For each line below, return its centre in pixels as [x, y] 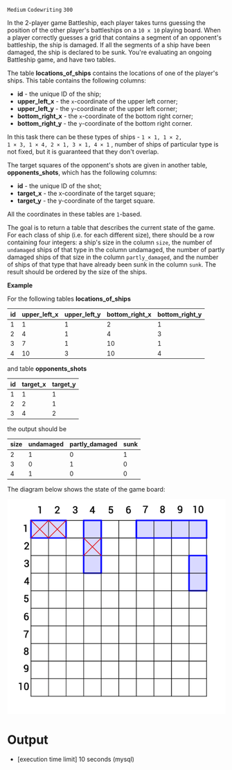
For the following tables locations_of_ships [69, 299]
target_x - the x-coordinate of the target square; [86, 193]
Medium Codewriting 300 [40, 10]
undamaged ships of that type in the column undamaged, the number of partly [116, 250]
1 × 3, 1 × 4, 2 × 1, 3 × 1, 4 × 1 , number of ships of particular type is [113, 144]
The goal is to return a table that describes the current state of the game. [111, 227]
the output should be [37, 428]
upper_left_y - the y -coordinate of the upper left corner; [97, 109]
